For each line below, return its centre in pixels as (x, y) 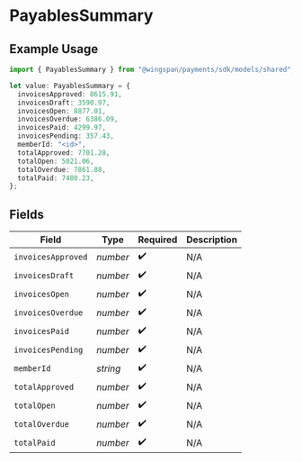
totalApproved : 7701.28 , (64, 153)
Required (158, 240)
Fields (27, 214)
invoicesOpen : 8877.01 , (62, 111)
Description (212, 240)
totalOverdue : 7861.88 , (62, 169)
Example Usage (54, 49)
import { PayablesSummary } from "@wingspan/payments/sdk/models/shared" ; (152, 69)
